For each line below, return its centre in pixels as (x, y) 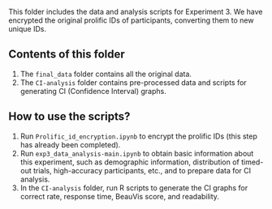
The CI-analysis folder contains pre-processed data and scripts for (133, 82)
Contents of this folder (67, 55)
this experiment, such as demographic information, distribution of (130, 162)
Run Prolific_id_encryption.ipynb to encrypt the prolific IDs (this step (139, 136)
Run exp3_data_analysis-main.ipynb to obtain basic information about (137, 153)
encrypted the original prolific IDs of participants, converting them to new (131, 20)
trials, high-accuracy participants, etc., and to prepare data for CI (142, 170)
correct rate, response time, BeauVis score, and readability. (119, 196)
